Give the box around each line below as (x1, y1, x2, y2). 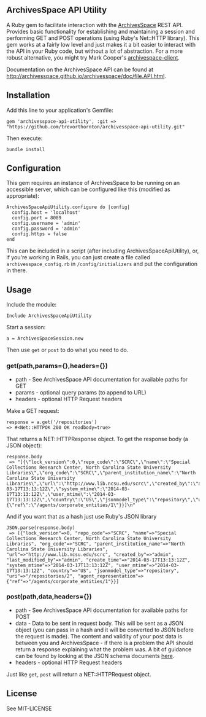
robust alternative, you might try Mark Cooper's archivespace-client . (6, 53, 180, 61)
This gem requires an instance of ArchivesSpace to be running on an (6, 179, 180, 187)
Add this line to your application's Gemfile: (6, 106, 113, 114)
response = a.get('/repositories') (6, 419, 97, 425)
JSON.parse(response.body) (6, 525, 75, 531)
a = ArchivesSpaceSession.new (6, 335, 84, 342)
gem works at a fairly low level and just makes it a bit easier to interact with (6, 41, 196, 48)
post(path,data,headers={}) (6, 592, 92, 601)
